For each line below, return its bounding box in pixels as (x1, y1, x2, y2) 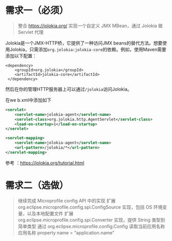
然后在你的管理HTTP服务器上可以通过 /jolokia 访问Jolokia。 (5, 86, 132, 92)
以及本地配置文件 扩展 (27, 210, 73, 216)
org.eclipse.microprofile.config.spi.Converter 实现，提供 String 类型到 (17, 216, 165, 223)
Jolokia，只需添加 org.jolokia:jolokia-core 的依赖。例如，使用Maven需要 (9, 46, 167, 52)
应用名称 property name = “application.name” (17, 229, 114, 236)
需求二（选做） (5, 180, 69, 191)
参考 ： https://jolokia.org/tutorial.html (5, 159, 85, 166)
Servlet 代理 (17, 29, 44, 35)
